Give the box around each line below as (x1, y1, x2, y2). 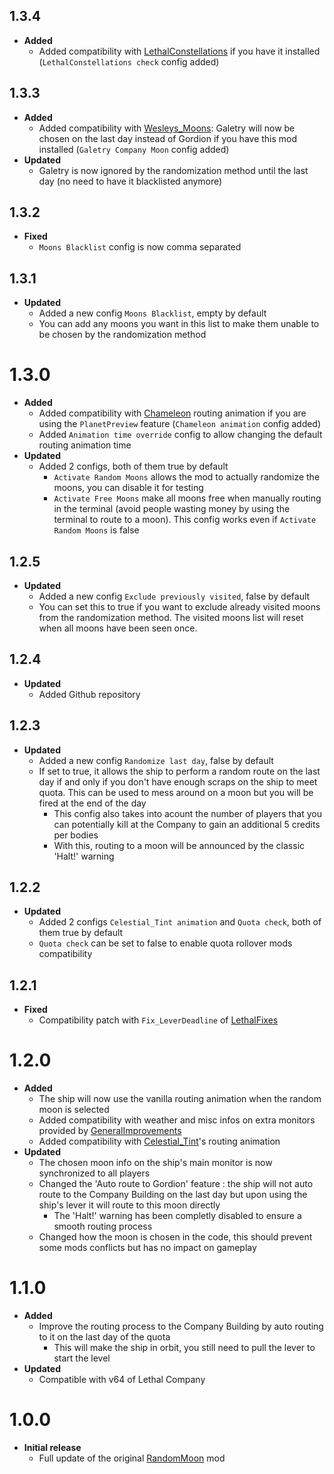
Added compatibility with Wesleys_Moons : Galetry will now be (38, 122, 296, 134)
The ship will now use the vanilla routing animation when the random (38, 1093, 322, 1105)
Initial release (23, 1442, 82, 1454)
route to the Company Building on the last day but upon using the (38, 1189, 308, 1201)
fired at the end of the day (38, 797, 147, 809)
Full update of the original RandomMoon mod (38, 1452, 226, 1464)
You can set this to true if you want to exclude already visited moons (38, 601, 321, 613)
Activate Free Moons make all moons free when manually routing (53, 492, 322, 504)
